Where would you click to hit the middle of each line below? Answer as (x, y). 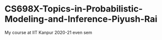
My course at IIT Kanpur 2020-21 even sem (48, 32)
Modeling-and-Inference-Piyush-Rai (81, 19)
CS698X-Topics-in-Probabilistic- (74, 9)
